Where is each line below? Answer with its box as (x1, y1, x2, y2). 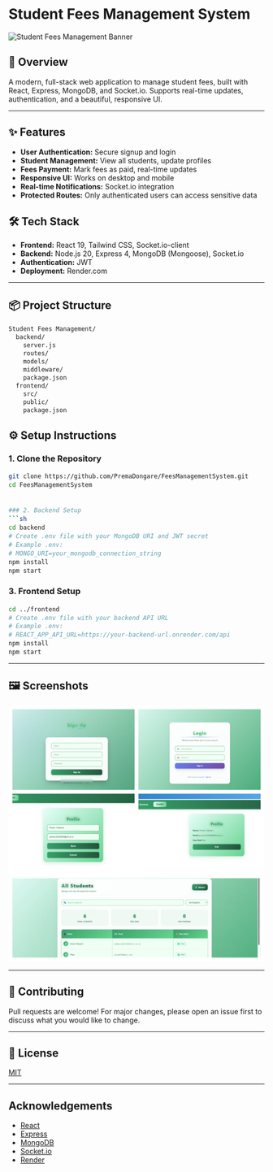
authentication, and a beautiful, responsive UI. (8, 94, 162, 104)
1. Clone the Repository (8, 453, 102, 464)
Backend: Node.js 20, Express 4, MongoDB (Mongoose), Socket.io (19, 249, 245, 258)
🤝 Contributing (8, 985, 84, 999)
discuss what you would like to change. (8, 1015, 141, 1025)
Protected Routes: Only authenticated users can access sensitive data (19, 190, 258, 200)
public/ (23, 398, 49, 406)
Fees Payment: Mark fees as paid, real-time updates (19, 164, 197, 174)
